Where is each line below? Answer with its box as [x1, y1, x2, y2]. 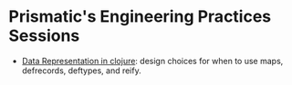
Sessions [8, 25, 80, 46]
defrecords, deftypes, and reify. [21, 65, 142, 76]
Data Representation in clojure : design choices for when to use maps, [21, 55, 284, 66]
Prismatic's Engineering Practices [8, 6, 272, 27]
